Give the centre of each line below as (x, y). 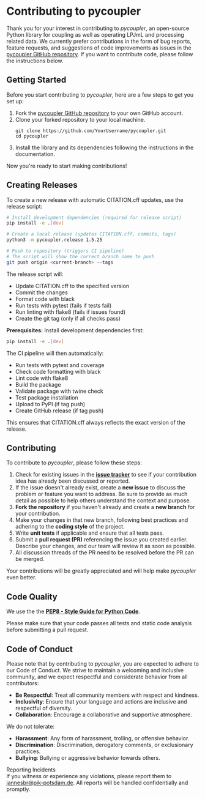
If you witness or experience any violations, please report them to (89, 776)
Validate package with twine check (59, 391)
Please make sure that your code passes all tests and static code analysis (99, 623)
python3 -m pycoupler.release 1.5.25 (54, 240)
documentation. (35, 154)
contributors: (23, 683)
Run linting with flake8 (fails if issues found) (70, 312)
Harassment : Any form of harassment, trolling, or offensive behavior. (102, 738)
